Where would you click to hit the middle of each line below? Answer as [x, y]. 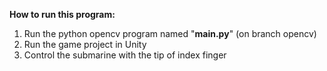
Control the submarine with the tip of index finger [125, 55]
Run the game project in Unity [85, 44]
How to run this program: [62, 14]
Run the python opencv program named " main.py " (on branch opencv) [170, 33]
